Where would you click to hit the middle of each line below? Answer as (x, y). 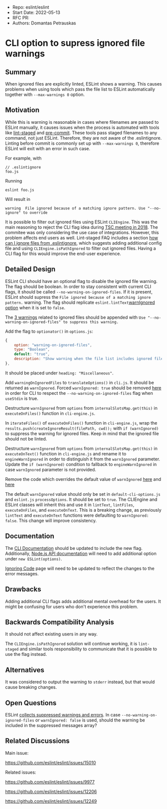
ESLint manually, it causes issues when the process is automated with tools (82, 127)
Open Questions (31, 703)
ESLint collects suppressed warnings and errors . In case (63, 715)
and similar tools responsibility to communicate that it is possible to (88, 649)
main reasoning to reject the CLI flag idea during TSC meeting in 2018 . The (82, 227)
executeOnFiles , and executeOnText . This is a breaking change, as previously (83, 510)
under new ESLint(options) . (34, 558)
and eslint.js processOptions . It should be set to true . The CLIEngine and (81, 499)
